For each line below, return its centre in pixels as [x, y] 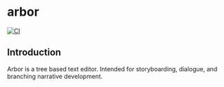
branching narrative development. [55, 76]
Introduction [34, 52]
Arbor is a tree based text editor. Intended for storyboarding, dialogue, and [112, 69]
